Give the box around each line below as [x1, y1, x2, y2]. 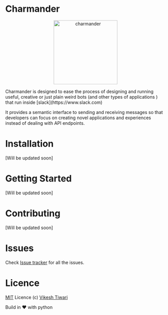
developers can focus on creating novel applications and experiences [5, 115, 151, 121]
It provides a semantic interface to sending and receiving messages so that [5, 109, 163, 115]
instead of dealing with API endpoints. [5, 120, 85, 126]
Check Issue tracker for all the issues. [5, 259, 85, 265]
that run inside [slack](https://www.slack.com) [5, 99, 103, 105]
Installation [5, 138, 54, 150]
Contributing [5, 208, 61, 219]
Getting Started [5, 173, 72, 185]
